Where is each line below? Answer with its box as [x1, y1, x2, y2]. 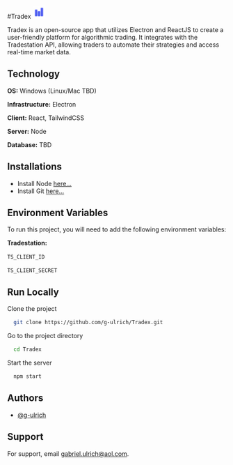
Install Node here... [17, 179, 72, 188]
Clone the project [7, 305, 57, 313]
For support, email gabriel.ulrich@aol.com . [7, 449, 129, 458]
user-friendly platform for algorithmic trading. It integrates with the [7, 33, 198, 41]
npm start [13, 373, 42, 380]
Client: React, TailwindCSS [7, 114, 85, 122]
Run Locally [7, 286, 59, 298]
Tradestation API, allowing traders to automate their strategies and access [7, 40, 220, 49]
